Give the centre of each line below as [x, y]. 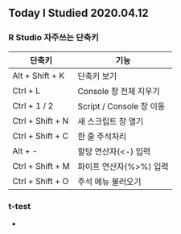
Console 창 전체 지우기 [119, 91]
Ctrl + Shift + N [41, 121]
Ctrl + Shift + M [41, 166]
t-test [20, 206]
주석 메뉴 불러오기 [110, 182]
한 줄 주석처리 [102, 136]
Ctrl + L [27, 90]
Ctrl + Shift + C [40, 136]
